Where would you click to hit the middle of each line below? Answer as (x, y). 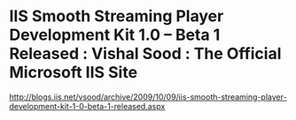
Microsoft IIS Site (74, 73)
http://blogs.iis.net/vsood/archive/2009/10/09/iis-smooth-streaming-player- (148, 97)
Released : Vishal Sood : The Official (145, 54)
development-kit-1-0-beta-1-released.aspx (87, 106)
